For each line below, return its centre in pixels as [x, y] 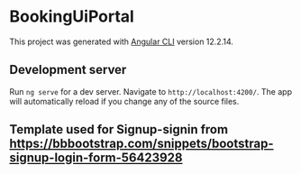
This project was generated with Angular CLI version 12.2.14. [122, 41]
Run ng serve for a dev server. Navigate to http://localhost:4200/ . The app [151, 91]
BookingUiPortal [72, 17]
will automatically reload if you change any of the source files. [124, 101]
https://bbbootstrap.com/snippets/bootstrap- [141, 144]
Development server [68, 70]
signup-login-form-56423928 [96, 158]
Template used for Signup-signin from [119, 129]
